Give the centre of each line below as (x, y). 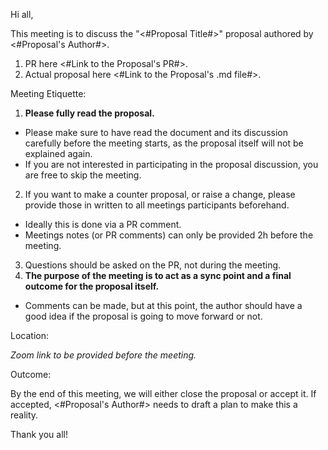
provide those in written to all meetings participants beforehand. (157, 205)
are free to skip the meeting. (83, 175)
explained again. (58, 153)
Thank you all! (39, 434)
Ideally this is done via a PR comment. (103, 224)
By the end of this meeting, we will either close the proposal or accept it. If (163, 393)
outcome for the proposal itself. (92, 286)
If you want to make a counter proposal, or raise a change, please (160, 194)
